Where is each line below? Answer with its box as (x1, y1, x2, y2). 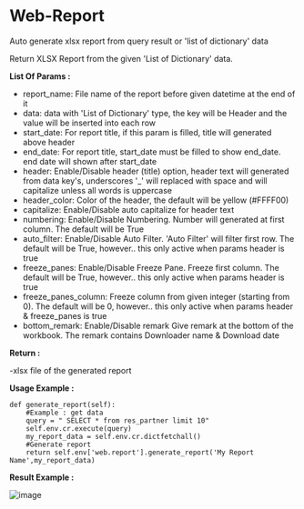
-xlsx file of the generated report (9, 364, 132, 375)
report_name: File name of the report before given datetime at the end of (22, 88, 296, 99)
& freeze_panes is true (22, 310, 107, 321)
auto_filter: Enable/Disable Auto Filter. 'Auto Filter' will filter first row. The (22, 233, 295, 244)
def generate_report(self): (9, 400, 117, 409)
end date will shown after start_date (22, 155, 157, 166)
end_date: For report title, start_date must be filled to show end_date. (22, 146, 281, 157)
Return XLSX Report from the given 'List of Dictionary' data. (9, 53, 234, 64)
